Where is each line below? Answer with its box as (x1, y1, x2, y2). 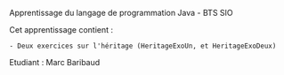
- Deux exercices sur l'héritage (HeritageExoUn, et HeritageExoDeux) (9, 41, 277, 50)
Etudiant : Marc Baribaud (9, 57, 101, 67)
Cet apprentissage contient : (9, 25, 114, 34)
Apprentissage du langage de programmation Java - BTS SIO (9, 8, 233, 18)
